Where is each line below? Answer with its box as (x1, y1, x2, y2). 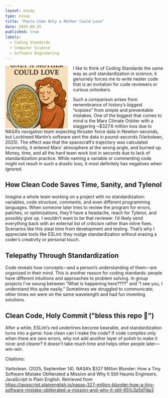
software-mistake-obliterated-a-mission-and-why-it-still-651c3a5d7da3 (5, 387, 154, 393)
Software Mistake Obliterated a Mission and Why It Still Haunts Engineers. (5, 371, 158, 377)
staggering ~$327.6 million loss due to (73, 123, 152, 129)
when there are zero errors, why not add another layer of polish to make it (5, 336, 158, 342)
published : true (5, 29, 39, 35)
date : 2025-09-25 (5, 24, 42, 29)
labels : (5, 35, 22, 40)
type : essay (5, 13, 30, 19)
